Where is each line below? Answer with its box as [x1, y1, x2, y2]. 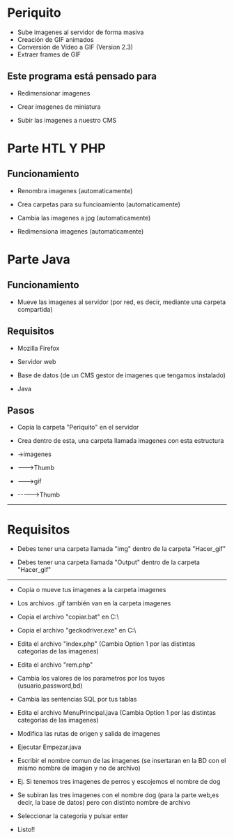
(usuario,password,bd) [17, 681, 83, 690]
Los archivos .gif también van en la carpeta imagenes [17, 599, 171, 607]
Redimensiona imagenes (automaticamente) [17, 227, 144, 235]
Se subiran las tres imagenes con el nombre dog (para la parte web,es [17, 791, 219, 799]
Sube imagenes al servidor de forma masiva [17, 28, 144, 36]
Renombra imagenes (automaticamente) [17, 186, 133, 195]
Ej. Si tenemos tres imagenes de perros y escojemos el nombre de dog [17, 778, 221, 786]
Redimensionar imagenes [17, 89, 91, 97]
